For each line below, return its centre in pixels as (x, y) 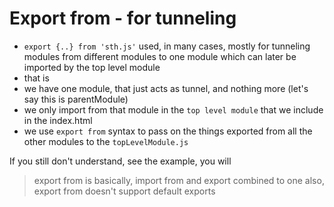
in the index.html (58, 120)
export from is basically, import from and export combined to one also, (179, 180)
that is (36, 78)
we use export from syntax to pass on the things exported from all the (168, 131)
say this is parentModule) (76, 99)
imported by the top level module (92, 67)
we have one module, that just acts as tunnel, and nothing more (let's (166, 88)
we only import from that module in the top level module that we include (173, 109)
